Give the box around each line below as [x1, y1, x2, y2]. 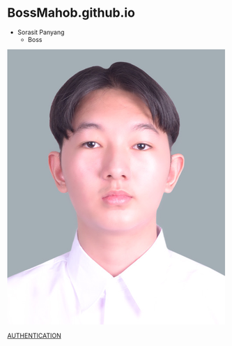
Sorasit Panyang [17, 28, 65, 36]
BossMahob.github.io [7, 5, 136, 21]
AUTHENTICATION [7, 331, 61, 340]
